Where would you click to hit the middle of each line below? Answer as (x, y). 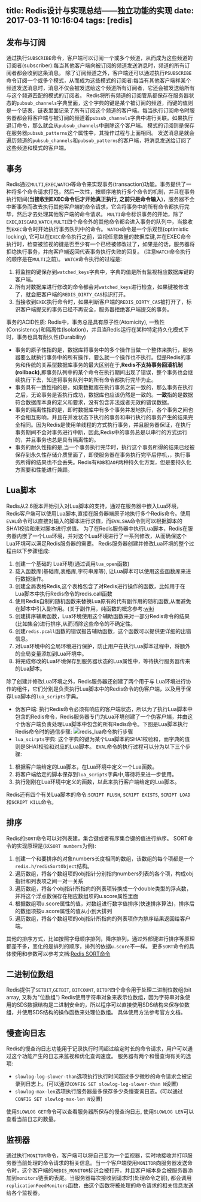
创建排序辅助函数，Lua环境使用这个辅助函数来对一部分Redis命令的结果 (102, 616)
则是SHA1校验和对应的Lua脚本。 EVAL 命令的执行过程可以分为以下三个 (100, 746)
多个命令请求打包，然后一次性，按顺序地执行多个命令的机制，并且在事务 (106, 192)
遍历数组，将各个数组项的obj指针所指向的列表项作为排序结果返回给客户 (103, 918)
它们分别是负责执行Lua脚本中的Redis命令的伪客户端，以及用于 (109, 689)
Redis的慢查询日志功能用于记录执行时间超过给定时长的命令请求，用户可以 (97, 1049)
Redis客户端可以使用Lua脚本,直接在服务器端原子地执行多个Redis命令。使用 (98, 513)
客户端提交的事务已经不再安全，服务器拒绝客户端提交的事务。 (96, 309)
